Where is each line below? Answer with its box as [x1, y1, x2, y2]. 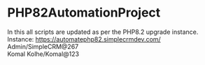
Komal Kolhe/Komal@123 [7, 50, 79, 58]
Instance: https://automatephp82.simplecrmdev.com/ [7, 35, 161, 43]
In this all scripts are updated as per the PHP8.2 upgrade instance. [7, 28, 199, 36]
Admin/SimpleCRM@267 [7, 42, 79, 50]
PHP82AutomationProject [7, 5, 161, 21]
